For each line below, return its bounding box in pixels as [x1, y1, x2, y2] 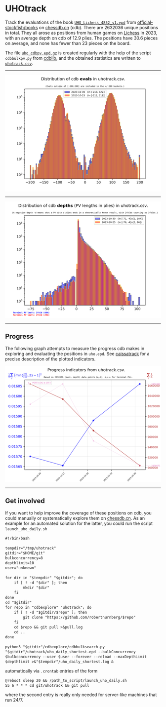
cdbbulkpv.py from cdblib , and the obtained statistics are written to [5, 55, 141, 61]
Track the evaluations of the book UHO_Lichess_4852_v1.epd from [5, 19, 136, 25]
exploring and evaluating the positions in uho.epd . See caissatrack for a [5, 351, 150, 356]
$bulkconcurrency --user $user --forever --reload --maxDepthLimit [5, 654, 147, 659]
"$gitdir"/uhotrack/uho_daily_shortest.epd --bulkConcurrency [5, 649, 136, 654]
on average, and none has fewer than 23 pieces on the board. [5, 40, 131, 46]
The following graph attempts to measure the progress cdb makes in [5, 345, 145, 351]
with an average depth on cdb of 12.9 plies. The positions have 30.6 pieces [5, 35, 158, 41]
